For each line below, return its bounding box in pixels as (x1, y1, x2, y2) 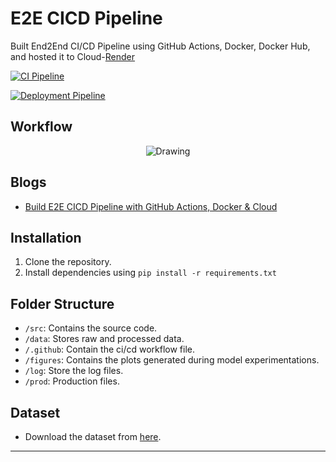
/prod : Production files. (24, 375, 120, 387)
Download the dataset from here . (24, 431, 162, 442)
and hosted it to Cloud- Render (10, 50, 136, 62)
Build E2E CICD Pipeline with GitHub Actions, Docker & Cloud (24, 200, 278, 212)
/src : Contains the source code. (24, 322, 158, 334)
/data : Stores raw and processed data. (24, 333, 185, 345)
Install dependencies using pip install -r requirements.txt (24, 267, 277, 279)
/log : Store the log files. (24, 365, 124, 377)
